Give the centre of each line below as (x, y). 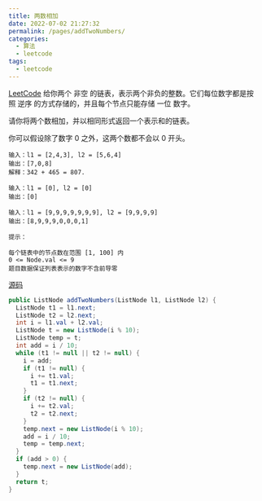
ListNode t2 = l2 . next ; (56, 315)
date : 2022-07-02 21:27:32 (54, 24)
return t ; (32, 481)
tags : (17, 62)
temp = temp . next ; (54, 444)
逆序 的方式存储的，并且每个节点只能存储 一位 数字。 (106, 103)
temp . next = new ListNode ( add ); (78, 467)
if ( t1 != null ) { (54, 368)
